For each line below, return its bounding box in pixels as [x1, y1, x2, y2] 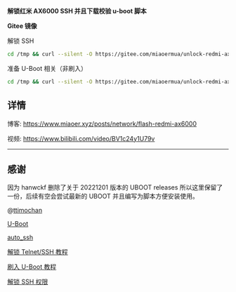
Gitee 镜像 [7, 22, 37, 30]
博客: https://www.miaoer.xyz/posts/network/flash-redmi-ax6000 [7, 119, 197, 128]
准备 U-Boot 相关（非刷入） [7, 64, 88, 72]
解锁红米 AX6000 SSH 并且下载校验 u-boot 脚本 [7, 7, 147, 15]
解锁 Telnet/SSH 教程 [7, 248, 68, 256]
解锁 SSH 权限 [7, 277, 48, 286]
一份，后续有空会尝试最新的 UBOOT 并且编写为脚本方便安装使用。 [7, 192, 199, 201]
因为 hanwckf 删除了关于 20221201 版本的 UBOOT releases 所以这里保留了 [7, 183, 223, 192]
